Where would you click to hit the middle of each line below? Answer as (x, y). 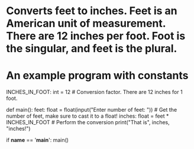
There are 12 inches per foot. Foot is (96, 36)
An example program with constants (97, 76)
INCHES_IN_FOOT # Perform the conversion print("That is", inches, (88, 122)
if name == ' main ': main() (38, 140)
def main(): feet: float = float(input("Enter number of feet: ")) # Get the (92, 110)
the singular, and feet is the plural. (92, 49)
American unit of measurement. (86, 23)
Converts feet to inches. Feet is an (92, 11)
